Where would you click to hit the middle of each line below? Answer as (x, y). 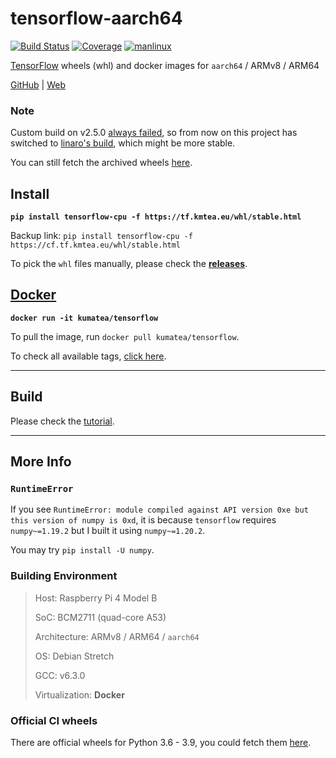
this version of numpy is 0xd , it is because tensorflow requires (143, 520)
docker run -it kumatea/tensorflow (84, 318)
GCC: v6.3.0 (60, 675)
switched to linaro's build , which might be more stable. (123, 143)
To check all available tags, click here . (88, 356)
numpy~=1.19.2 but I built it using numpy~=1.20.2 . (108, 531)
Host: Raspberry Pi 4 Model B (96, 598)
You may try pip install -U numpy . (82, 550)
